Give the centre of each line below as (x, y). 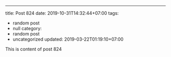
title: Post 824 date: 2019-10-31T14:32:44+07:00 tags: (62, 13)
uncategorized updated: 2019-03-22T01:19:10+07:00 (68, 39)
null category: (27, 28)
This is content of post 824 (34, 49)
